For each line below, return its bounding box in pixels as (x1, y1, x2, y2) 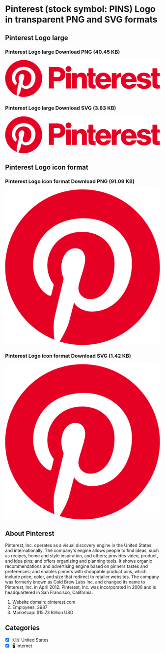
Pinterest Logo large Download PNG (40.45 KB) (5, 48, 120, 55)
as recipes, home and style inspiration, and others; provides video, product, (5, 553, 158, 559)
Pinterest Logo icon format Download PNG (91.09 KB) (5, 178, 135, 184)
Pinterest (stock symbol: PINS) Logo (5, 3, 156, 15)
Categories (5, 624, 40, 632)
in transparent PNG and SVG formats (5, 14, 158, 25)
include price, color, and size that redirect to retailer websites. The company (5, 574, 160, 580)
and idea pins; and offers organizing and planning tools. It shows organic (5, 558, 152, 564)
